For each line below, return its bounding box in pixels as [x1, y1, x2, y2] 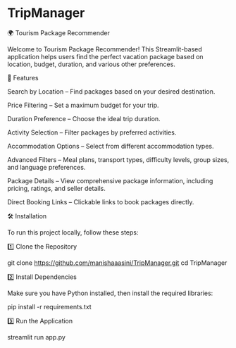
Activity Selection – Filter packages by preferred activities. [7, 128, 177, 137]
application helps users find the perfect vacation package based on [7, 52, 204, 61]
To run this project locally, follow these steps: [7, 228, 139, 237]
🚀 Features [7, 73, 39, 82]
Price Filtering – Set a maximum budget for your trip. [7, 101, 160, 109]
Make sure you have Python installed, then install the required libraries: [7, 289, 213, 297]
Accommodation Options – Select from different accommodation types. [7, 142, 214, 150]
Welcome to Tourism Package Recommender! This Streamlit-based [7, 44, 202, 54]
